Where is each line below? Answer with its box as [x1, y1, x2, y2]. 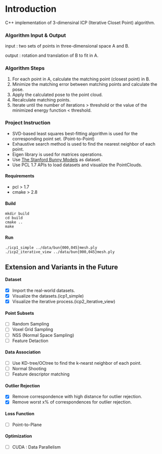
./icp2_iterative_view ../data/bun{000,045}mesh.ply [5, 250, 115, 254]
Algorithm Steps [5, 65, 45, 72]
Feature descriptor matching [12, 371, 70, 377]
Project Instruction [5, 119, 50, 126]
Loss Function [5, 410, 35, 416]
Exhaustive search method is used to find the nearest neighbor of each [12, 141, 156, 147]
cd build [5, 216, 23, 221]
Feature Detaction [12, 337, 49, 344]
